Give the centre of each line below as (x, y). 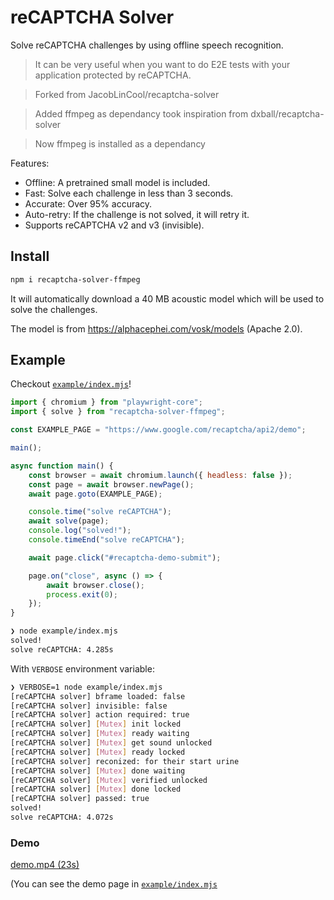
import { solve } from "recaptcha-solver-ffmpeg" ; (118, 412)
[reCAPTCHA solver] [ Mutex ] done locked (96, 789)
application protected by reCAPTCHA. (113, 75)
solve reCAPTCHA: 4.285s (62, 649)
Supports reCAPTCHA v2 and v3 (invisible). (114, 225)
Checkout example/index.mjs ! (71, 384)
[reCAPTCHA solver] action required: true (100, 715)
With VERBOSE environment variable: (82, 668)
